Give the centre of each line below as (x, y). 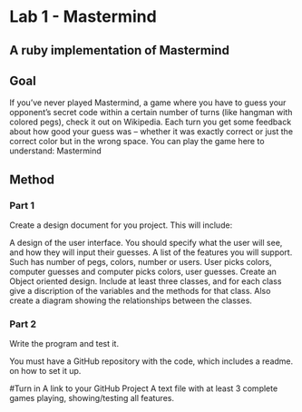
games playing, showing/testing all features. (92, 398)
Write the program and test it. (64, 344)
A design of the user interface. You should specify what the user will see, (146, 243)
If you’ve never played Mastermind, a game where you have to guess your (148, 103)
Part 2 (23, 324)
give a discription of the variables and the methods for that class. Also (140, 291)
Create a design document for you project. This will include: (121, 225)
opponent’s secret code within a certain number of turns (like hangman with (151, 113)
